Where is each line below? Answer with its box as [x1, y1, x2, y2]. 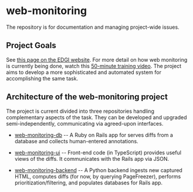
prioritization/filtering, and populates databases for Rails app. [14, 179, 163, 186]
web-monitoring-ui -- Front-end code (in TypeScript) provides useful [14, 149, 182, 156]
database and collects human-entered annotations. [14, 137, 139, 144]
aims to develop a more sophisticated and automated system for [6, 69, 161, 76]
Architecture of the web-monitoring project [6, 92, 168, 102]
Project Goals [6, 41, 57, 50]
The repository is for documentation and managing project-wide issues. [6, 23, 180, 31]
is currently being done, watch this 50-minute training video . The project [6, 62, 182, 69]
